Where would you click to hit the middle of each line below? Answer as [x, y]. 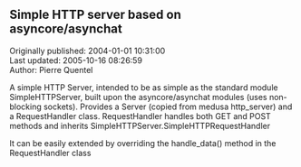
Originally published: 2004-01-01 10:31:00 [87, 51]
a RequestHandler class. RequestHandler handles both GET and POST [141, 116]
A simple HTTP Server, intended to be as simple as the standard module [144, 87]
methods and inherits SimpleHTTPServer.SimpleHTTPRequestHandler [140, 125]
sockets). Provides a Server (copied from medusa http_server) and [168, 107]
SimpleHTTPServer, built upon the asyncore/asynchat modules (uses [138, 97]
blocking [26, 107]
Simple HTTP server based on [95, 15]
